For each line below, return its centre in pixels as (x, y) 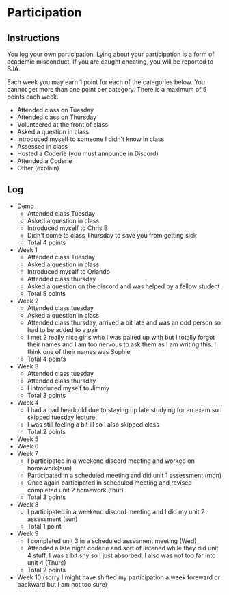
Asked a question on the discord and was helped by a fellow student (123, 286)
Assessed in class (42, 146)
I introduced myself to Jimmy (68, 388)
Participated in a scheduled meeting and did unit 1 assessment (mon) (124, 475)
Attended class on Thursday (57, 117)
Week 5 (28, 439)
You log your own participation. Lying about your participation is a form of (111, 54)
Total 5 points (46, 293)
